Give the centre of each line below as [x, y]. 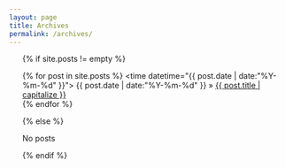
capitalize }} [44, 95]
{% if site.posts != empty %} [74, 59]
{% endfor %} [47, 104]
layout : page [33, 17]
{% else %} [43, 121]
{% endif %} [45, 156]
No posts [39, 139]
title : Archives [39, 26]
